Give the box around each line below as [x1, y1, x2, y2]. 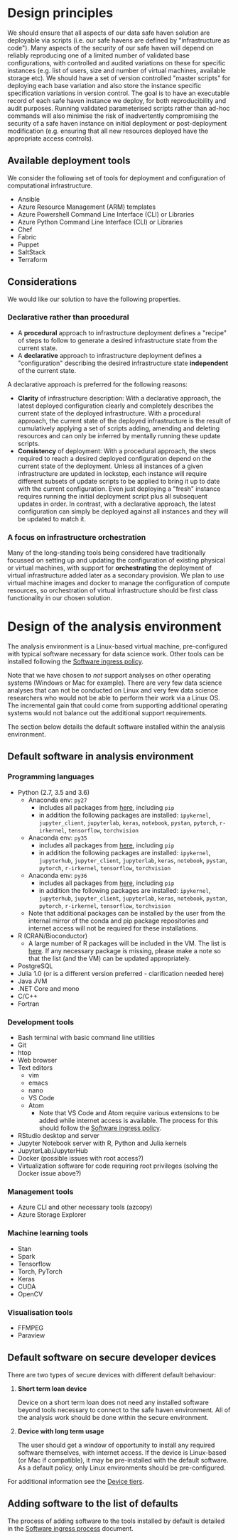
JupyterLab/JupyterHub [17, 1146, 89, 1155]
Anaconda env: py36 [28, 871, 87, 879]
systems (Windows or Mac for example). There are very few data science [7, 678, 222, 687]
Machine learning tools [7, 1228, 89, 1238]
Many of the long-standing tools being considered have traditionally [7, 548, 206, 557]
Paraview [17, 1330, 45, 1340]
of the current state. [17, 366, 77, 374]
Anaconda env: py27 [28, 796, 87, 804]
